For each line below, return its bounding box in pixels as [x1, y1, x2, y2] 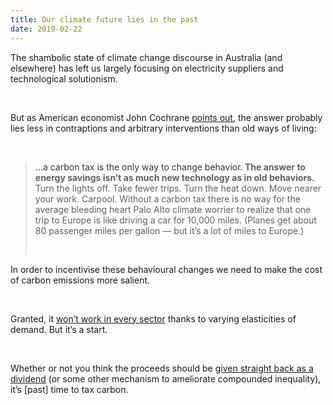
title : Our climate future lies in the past [10, 14, 199, 25]
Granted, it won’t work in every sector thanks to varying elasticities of [10, 312, 297, 325]
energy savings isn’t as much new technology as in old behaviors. [34, 171, 315, 183]
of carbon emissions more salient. [10, 274, 151, 286]
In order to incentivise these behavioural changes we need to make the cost [10, 263, 323, 275]
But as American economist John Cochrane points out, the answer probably [10, 111, 323, 123]
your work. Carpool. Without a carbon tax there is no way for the [34, 192, 301, 205]
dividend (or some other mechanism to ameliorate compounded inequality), [10, 372, 322, 385]
